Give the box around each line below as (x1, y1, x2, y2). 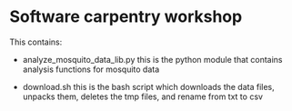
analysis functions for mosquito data (22, 64, 160, 75)
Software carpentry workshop (9, 6, 243, 27)
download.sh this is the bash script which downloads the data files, (22, 81, 275, 92)
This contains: (9, 36, 63, 47)
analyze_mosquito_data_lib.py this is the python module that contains (22, 54, 284, 65)
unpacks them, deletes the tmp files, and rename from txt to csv (22, 91, 264, 102)
